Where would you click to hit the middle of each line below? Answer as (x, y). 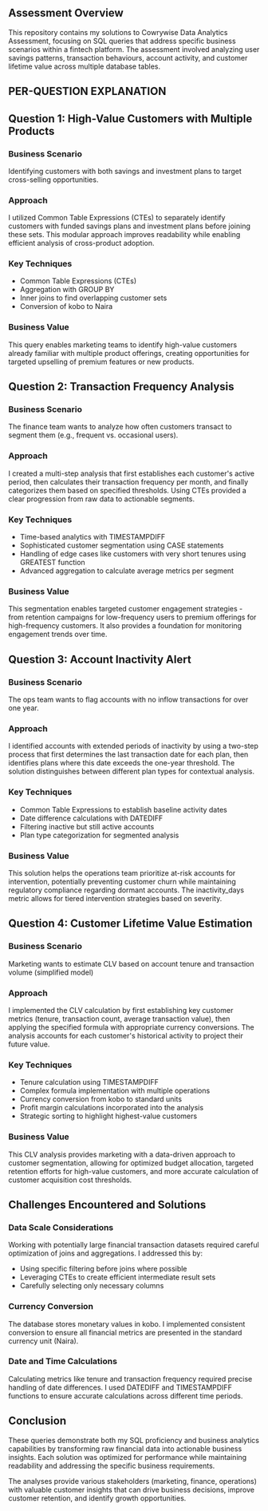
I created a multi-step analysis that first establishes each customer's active (132, 473)
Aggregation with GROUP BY (67, 290)
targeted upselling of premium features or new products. (101, 362)
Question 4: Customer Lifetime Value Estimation (130, 924)
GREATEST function (52, 563)
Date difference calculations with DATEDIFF (91, 818)
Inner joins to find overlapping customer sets (93, 298)
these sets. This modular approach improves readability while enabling (124, 235)
